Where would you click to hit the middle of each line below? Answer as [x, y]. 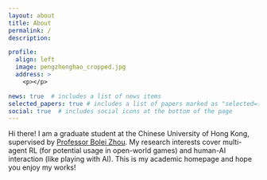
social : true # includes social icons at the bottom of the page [120, 111]
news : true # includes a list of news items [85, 96]
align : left [35, 60]
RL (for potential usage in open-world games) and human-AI [128, 151]
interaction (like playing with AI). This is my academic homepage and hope [130, 159]
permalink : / [30, 30]
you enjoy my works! [43, 167]
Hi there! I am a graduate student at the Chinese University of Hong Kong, [129, 134]
